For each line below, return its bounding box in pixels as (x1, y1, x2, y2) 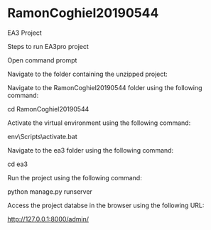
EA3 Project (7, 28, 43, 37)
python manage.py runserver (7, 187, 92, 196)
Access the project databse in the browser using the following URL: (7, 201, 205, 209)
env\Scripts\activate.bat (7, 132, 78, 141)
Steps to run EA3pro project (7, 42, 89, 50)
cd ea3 (7, 160, 28, 168)
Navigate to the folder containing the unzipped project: (7, 70, 168, 78)
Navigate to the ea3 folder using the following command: (7, 146, 174, 154)
